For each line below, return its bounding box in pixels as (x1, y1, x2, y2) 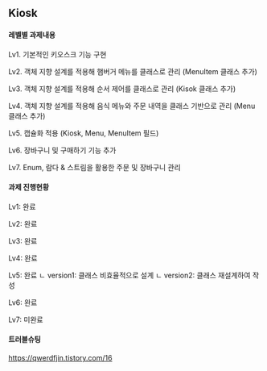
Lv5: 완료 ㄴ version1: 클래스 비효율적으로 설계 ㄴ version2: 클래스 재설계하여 (8, 270, 251, 280)
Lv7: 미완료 (8, 315, 43, 324)
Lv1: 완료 (8, 202, 36, 211)
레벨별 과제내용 (8, 30, 56, 40)
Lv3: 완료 (8, 236, 38, 245)
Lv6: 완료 (8, 298, 38, 307)
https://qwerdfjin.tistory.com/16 (8, 353, 113, 362)
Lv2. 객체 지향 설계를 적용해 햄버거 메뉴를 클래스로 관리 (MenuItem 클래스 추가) (8, 66, 257, 76)
